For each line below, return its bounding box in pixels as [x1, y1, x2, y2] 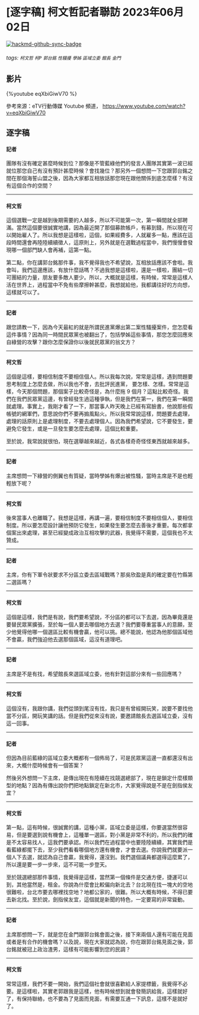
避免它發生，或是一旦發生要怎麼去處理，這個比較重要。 [6, 425, 141, 432]
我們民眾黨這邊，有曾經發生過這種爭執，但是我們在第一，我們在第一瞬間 [16, 395, 193, 402]
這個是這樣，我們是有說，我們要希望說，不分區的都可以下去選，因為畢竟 [6, 613, 182, 620]
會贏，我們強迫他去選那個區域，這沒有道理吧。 [11, 636, 126, 643]
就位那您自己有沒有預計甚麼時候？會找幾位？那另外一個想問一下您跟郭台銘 [6, 167, 188, 174]
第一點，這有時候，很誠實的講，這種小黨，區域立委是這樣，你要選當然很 [6, 824, 182, 831]
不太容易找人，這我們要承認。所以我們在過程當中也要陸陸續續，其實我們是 [11, 839, 193, 846]
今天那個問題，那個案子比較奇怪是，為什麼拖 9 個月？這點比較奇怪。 [16, 388, 184, 395]
